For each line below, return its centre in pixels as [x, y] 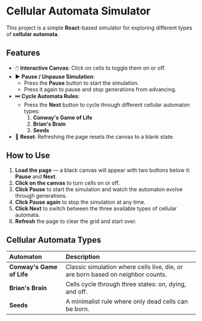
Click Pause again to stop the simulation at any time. [80, 202]
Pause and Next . [36, 176]
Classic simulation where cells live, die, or [124, 267]
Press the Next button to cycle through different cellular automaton [107, 105]
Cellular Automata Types [54, 240]
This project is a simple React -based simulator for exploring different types [99, 28]
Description [83, 257]
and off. [77, 292]
